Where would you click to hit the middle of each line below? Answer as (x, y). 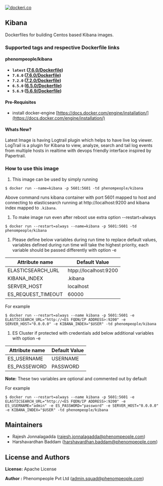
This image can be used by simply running (55, 179)
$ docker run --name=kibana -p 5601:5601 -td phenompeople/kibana (74, 188)
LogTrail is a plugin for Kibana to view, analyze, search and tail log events (79, 146)
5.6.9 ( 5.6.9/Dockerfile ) (37, 91)
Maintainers (24, 425)
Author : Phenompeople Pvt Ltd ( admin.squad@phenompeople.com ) (75, 479)
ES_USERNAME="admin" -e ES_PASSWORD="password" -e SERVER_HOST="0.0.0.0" (82, 406)
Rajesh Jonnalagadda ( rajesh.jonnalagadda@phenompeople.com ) (79, 437)
